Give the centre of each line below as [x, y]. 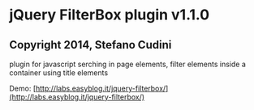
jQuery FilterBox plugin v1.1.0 [110, 15]
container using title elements [59, 73]
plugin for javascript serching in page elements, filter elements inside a [128, 64]
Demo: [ [23, 88]
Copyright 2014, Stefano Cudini [90, 45]
